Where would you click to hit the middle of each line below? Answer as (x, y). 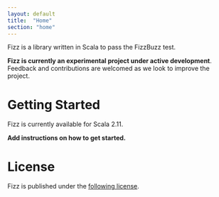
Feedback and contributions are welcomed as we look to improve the (108, 69)
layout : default (31, 14)
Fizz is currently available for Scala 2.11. (65, 124)
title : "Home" (30, 21)
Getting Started (54, 105)
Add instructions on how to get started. (67, 138)
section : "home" (31, 27)
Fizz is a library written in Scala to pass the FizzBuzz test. (92, 47)
